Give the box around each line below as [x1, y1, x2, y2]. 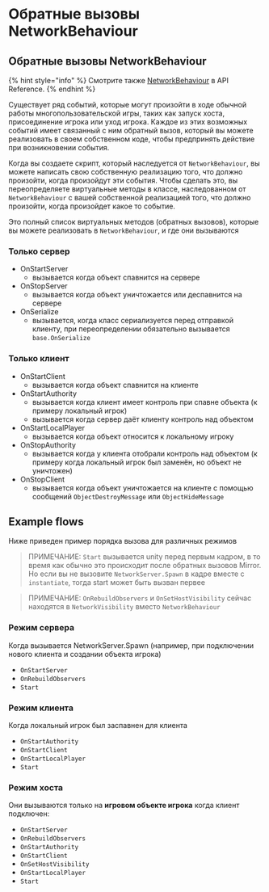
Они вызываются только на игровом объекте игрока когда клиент [8, 801, 240, 810]
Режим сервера [8, 622, 75, 633]
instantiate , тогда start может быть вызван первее [27, 578, 206, 587]
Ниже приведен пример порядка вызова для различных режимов [8, 536, 237, 546]
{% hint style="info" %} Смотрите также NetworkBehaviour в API [8, 76, 229, 85]
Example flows [8, 515, 84, 528]
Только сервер [8, 246, 70, 257]
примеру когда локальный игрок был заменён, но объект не [32, 457, 242, 467]
